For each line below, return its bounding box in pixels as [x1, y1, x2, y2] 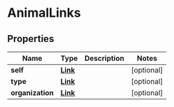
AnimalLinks [7, 5, 82, 21]
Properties [7, 33, 55, 45]
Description [85, 54, 124, 63]
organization [10, 88, 55, 97]
